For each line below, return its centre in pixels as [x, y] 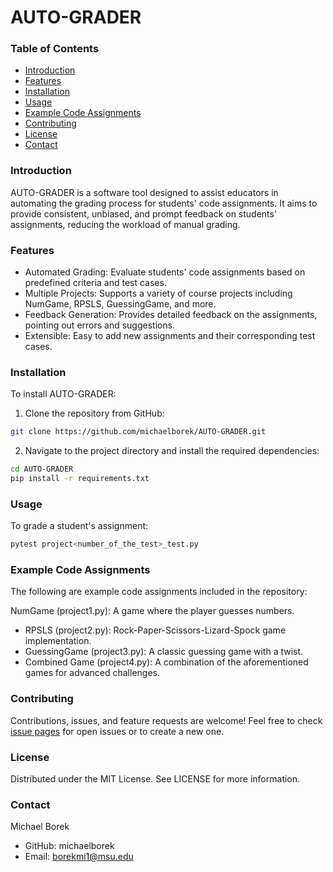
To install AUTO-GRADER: [63, 394]
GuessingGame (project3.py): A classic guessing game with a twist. [164, 652]
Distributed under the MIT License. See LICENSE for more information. [155, 779]
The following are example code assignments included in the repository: [159, 592]
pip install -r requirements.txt [80, 479]
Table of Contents [55, 49]
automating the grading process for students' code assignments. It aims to [164, 203]
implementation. [58, 641]
